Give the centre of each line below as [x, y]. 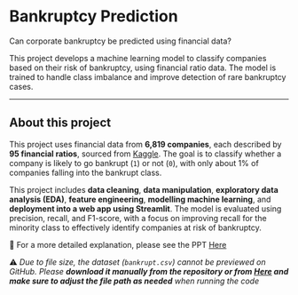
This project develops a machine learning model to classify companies [138, 58]
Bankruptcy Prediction [94, 16]
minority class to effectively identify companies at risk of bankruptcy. [135, 227]
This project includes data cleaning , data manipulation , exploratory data [144, 189]
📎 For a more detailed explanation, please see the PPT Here [118, 244]
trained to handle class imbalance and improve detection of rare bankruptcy [148, 76]
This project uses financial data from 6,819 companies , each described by [145, 144]
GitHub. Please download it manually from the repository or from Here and [149, 271]
